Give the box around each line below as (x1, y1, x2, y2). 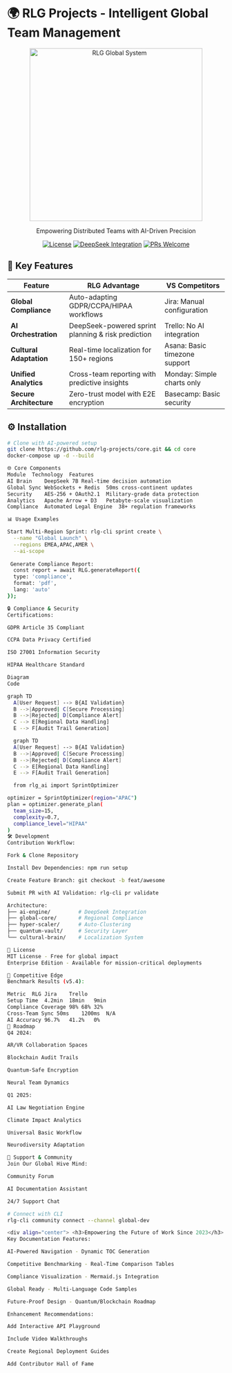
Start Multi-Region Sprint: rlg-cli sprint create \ (7, 528, 162, 536)
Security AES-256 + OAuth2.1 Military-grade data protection (7, 490, 199, 498)
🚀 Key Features (7, 260, 74, 272)
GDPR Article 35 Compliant (7, 624, 85, 631)
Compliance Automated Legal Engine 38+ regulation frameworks (7, 503, 196, 510)
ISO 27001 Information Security (7, 649, 100, 656)
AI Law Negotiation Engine (7, 1104, 85, 1111)
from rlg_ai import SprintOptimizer (13, 782, 119, 789)
